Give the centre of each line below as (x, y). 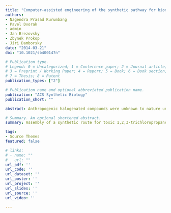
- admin (13, 29)
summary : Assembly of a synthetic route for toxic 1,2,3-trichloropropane (86, 123)
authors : (15, 15)
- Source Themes (22, 137)
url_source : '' (21, 193)
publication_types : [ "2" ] (33, 81)
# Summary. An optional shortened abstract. (53, 118)
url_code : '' (19, 169)
